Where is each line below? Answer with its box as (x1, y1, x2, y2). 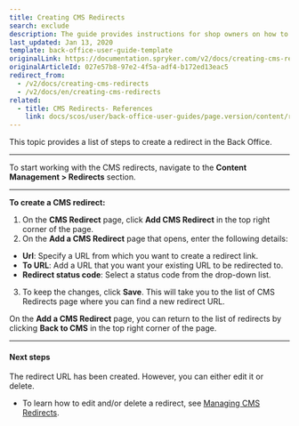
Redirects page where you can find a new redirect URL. (21, 296, 225, 307)
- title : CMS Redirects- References (17, 104, 153, 113)
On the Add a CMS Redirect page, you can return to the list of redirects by (9, 313, 282, 325)
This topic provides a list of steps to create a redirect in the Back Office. (9, 137, 273, 148)
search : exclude (9, 21, 69, 30)
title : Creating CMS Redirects (9, 12, 125, 22)
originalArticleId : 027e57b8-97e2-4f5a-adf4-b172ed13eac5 (9, 63, 229, 72)
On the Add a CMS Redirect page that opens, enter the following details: (21, 233, 288, 245)
